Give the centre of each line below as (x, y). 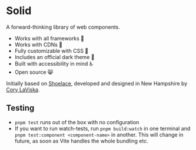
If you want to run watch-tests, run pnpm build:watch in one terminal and (102, 128)
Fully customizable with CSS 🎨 (52, 50)
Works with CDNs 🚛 (39, 45)
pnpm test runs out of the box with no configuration (77, 122)
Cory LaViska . (23, 90)
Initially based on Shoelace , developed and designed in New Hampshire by (97, 83)
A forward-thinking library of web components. (63, 27)
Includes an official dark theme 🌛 (54, 57)
